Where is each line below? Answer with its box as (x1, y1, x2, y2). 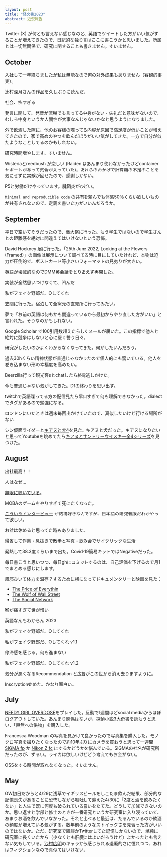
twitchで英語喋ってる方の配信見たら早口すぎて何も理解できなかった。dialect (5, 393, 162, 399)
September (5, 215, 41, 223)
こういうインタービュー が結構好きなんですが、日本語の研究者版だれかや (5, 511, 154, 516)
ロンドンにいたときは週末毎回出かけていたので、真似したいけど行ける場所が (5, 410, 162, 416)
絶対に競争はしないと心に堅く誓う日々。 (5, 335, 88, 340)
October (5, 58, 31, 66)
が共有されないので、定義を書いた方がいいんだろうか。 (5, 200, 118, 206)
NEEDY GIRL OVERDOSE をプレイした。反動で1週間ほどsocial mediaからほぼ (5, 709, 162, 715)
